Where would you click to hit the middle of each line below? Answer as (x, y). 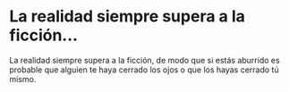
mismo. (23, 79)
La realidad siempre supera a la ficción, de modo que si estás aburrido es (144, 60)
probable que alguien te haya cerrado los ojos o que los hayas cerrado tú (144, 70)
